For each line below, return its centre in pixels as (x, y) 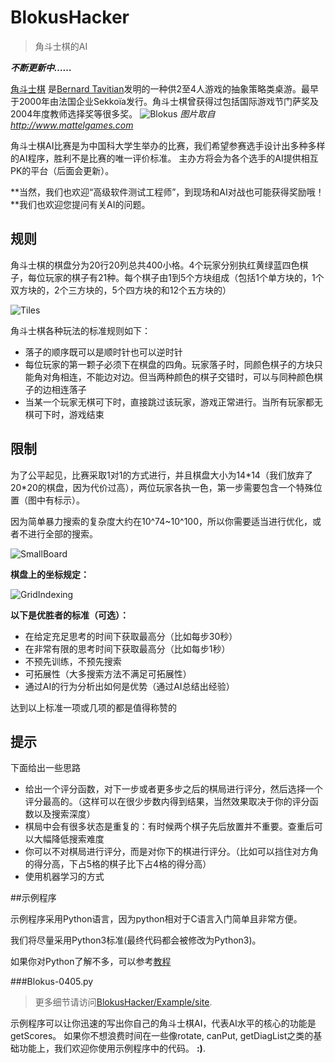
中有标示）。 (60, 500)
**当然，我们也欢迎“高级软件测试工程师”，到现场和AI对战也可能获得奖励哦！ (167, 192)
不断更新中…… (41, 67)
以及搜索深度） (64, 814)
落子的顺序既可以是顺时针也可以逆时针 (103, 352)
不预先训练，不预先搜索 (73, 661)
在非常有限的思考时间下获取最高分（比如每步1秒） (127, 648)
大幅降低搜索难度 (69, 839)
